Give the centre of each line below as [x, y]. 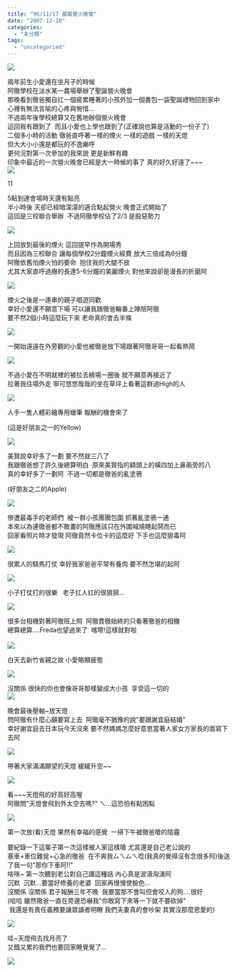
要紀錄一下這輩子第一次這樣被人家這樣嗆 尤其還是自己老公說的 [99, 847]
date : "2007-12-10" [36, 21]
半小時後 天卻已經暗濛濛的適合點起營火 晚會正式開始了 [87, 207]
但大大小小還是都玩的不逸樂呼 [51, 144]
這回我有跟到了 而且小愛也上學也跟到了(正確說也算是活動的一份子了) [109, 126]
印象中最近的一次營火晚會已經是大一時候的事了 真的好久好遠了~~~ [105, 162]
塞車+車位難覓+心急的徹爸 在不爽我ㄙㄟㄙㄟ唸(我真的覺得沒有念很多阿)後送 [119, 856]
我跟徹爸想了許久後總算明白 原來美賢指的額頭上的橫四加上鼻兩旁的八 [109, 465]
